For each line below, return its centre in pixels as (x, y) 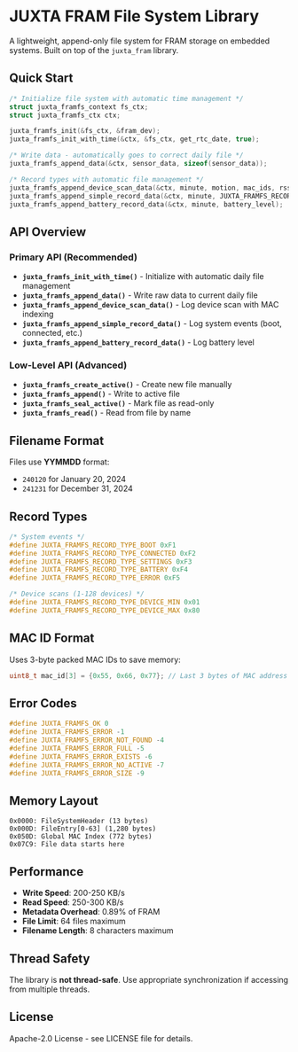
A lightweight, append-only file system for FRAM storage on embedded (140, 41)
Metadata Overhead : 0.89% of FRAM (91, 912)
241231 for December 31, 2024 (77, 488)
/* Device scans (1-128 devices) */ (77, 594)
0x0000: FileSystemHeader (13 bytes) (79, 822)
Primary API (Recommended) (73, 257)
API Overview (48, 232)
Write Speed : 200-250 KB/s (74, 893)
